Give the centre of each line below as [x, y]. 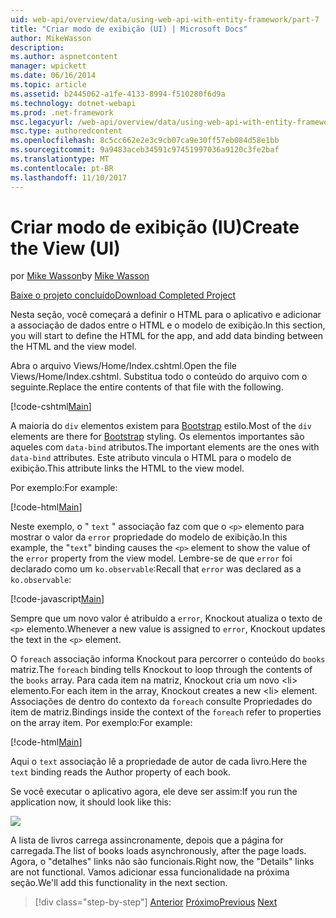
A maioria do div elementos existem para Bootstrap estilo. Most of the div [161, 426]
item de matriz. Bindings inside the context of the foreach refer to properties [166, 712]
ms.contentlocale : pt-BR [62, 168]
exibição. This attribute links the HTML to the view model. [127, 468]
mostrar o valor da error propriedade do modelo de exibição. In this [149, 537]
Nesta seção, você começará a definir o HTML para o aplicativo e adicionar [166, 315]
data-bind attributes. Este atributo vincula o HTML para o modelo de [151, 458]
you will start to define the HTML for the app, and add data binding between [167, 336]
